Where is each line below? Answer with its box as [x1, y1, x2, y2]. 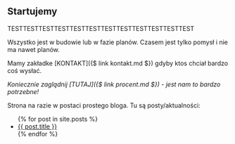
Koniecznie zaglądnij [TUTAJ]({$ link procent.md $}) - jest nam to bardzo [7, 80, 221, 89]
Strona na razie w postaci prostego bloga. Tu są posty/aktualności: [7, 101, 201, 110]
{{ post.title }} [17, 122, 58, 131]
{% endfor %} [17, 129, 58, 138]
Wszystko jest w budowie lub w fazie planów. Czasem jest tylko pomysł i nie [7, 38, 229, 46]
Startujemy [7, 6, 58, 18]
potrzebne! [7, 87, 39, 96]
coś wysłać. [7, 66, 42, 74]
